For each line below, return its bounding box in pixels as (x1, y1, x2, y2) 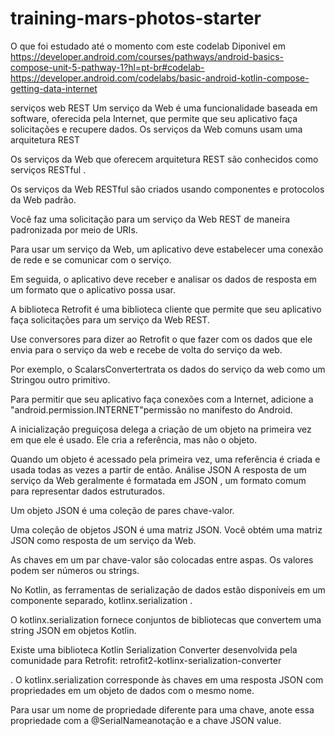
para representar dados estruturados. (10, 485, 165, 497)
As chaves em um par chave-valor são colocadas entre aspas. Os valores (10, 553, 314, 566)
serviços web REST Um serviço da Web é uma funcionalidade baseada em (10, 102, 318, 114)
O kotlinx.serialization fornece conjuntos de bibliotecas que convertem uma (10, 613, 322, 626)
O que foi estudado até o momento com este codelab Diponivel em (10, 40, 286, 52)
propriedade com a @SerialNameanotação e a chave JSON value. (10, 714, 282, 726)
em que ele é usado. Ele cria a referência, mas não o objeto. (10, 433, 258, 446)
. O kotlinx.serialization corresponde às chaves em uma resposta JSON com (10, 673, 324, 686)
